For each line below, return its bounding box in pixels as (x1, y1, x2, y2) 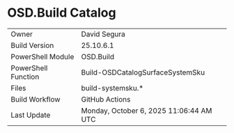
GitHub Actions (81, 94, 131, 104)
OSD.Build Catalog (7, 5, 116, 21)
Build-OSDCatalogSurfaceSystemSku (81, 68, 205, 77)
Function (10, 72, 40, 81)
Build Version (10, 40, 54, 50)
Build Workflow (10, 94, 61, 104)
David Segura (81, 29, 125, 39)
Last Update (10, 110, 51, 120)
